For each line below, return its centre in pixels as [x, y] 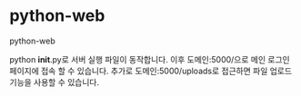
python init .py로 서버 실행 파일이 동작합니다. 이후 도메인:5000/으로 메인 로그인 [150, 59]
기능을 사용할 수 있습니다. [55, 82]
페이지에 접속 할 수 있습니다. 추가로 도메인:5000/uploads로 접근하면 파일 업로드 [151, 71]
